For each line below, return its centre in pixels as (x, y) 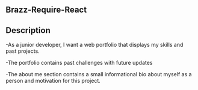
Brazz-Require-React (46, 10)
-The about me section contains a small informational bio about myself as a (99, 74)
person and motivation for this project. (53, 81)
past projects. (23, 51)
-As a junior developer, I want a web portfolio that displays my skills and (94, 45)
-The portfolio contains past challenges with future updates (79, 63)
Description (28, 30)
